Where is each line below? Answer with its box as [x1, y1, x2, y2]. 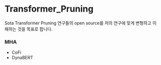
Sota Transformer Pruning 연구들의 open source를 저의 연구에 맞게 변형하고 [4, 20, 152, 26]
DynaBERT [11, 55, 34, 61]
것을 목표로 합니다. [17, 26, 53, 32]
